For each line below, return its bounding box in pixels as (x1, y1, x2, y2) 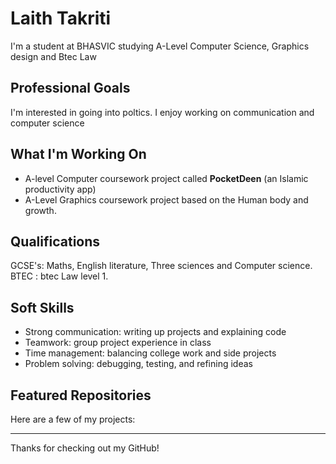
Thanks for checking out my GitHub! (10, 442, 160, 454)
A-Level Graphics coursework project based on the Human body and (24, 193, 309, 206)
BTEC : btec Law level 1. (10, 270, 109, 282)
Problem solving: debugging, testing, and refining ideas (24, 358, 253, 370)
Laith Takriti (10, 7, 112, 30)
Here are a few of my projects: (10, 413, 136, 425)
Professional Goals (10, 80, 131, 97)
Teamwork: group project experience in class (24, 337, 212, 349)
